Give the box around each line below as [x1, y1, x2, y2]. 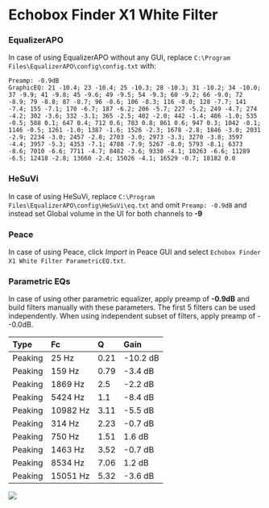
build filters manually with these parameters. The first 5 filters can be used [8, 302, 256, 312]
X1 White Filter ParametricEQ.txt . [8, 256, 126, 265]
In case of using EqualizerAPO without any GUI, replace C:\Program [8, 52, 231, 62]
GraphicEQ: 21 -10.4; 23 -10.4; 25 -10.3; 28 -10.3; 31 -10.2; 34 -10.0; [8, 84, 262, 92]
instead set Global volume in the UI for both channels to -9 [8, 208, 203, 219]
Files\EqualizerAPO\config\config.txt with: [8, 61, 157, 71]
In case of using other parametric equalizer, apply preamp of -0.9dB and [8, 294, 250, 304]
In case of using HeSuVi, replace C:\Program [8, 191, 155, 201]
